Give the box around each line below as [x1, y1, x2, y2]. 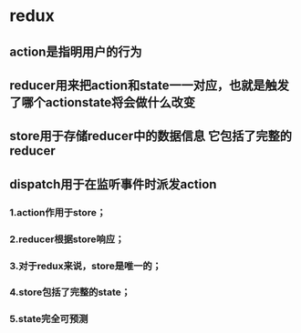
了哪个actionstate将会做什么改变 [9, 95, 196, 110]
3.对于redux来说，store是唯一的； [9, 259, 162, 272]
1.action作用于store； [9, 206, 107, 218]
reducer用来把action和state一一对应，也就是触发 [9, 77, 289, 93]
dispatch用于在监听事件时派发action [9, 177, 217, 192]
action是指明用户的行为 [9, 44, 142, 59]
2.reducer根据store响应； [9, 233, 125, 246]
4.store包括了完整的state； [9, 286, 130, 298]
